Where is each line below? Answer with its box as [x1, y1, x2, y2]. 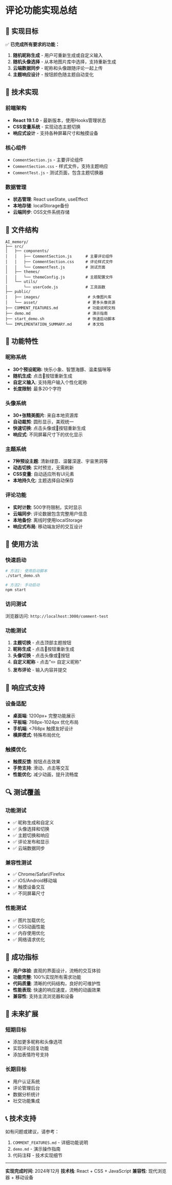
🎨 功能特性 [5, 337, 38, 346]
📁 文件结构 [5, 225, 38, 234]
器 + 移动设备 [5, 1174, 34, 1180]
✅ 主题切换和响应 [12, 832, 50, 839]
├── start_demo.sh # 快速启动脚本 [5, 317, 116, 322]
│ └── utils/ [5, 279, 38, 285]
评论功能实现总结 [5, 5, 78, 16]
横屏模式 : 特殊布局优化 [12, 732, 60, 738]
